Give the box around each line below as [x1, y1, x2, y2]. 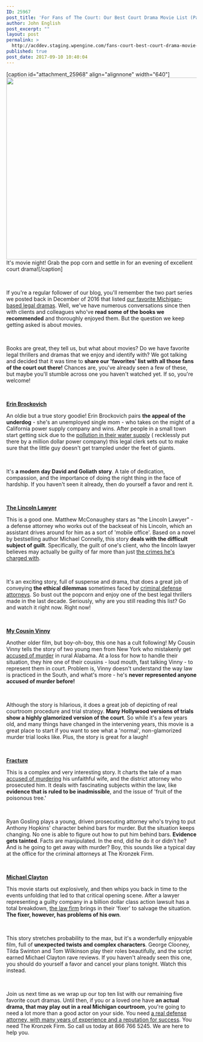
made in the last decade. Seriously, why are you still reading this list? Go [6, 597, 186, 604]
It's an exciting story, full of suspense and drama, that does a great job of [6, 578, 188, 585]
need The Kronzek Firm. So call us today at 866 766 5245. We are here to [6, 1022, 190, 1029]
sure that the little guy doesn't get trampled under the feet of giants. [6, 444, 176, 452]
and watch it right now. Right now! [6, 604, 91, 611]
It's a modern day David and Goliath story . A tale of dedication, [6, 467, 165, 475]
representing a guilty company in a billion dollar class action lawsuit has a [6, 898, 189, 905]
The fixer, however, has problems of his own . [6, 910, 121, 918]
